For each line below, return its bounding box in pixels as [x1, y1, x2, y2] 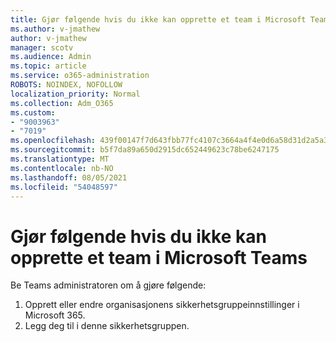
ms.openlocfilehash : [10, 136, 97, 146]
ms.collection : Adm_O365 [10, 98, 114, 108]
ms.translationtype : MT [10, 154, 110, 164]
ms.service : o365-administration [10, 71, 150, 81]
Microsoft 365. [24, 309, 86, 321]
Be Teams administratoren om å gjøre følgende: [10, 279, 207, 291]
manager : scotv [10, 42, 74, 53]
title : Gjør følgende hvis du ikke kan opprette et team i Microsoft [10, 14, 307, 25]
